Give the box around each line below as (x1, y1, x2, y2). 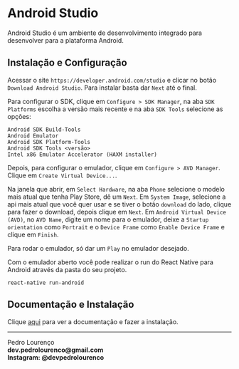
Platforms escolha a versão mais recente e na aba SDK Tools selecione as (7, 105, 223, 113)
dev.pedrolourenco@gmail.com (7, 345, 104, 354)
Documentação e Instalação (7, 298, 134, 311)
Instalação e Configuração (7, 57, 127, 69)
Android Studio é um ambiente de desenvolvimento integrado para (7, 28, 203, 37)
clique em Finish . (7, 230, 59, 239)
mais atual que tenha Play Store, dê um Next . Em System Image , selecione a (7, 192, 226, 201)
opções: (7, 112, 31, 120)
